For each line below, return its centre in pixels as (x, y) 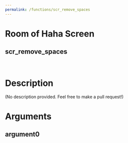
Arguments (28, 116)
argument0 (22, 134)
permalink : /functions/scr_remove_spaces (48, 10)
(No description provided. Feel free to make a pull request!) (64, 97)
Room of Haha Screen (50, 33)
